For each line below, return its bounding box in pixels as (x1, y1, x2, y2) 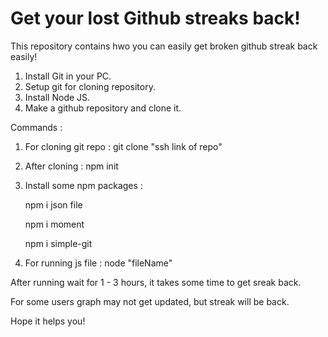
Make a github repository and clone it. (24, 102, 182, 114)
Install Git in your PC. (24, 70, 112, 82)
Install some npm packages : (24, 179, 143, 191)
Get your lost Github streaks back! (10, 7, 301, 30)
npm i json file (24, 198, 83, 211)
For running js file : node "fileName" (24, 257, 173, 269)
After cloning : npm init (24, 160, 119, 172)
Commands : (10, 121, 63, 133)
